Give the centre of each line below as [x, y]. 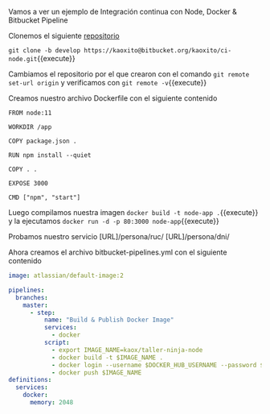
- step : [43, 313]
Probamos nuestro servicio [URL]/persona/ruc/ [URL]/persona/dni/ [119, 236]
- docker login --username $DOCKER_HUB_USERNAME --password [154, 365]
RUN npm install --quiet [50, 155]
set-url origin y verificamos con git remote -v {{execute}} [108, 83]
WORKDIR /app [30, 127]
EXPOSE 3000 [28, 184]
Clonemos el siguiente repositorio [64, 36]
